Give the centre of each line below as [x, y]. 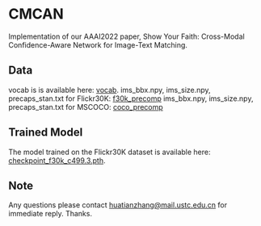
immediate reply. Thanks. [51, 214]
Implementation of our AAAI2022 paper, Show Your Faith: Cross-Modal [126, 36]
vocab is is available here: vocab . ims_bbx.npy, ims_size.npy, [110, 90]
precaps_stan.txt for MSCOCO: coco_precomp [86, 107]
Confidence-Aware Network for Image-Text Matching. [98, 44]
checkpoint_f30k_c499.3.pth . [57, 160]
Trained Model [46, 133]
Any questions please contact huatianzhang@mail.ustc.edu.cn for [118, 205]
